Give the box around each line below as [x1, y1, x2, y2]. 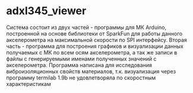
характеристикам [6, 80, 52, 87]
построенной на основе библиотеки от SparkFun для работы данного [6, 30, 183, 37]
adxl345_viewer [6, 4, 87, 18]
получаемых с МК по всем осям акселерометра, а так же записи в [6, 49, 178, 56]
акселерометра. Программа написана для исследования [6, 61, 153, 69]
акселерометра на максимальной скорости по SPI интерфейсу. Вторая [6, 36, 187, 43]
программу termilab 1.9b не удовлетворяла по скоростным [6, 74, 156, 81]
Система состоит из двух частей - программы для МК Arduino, [6, 24, 167, 31]
